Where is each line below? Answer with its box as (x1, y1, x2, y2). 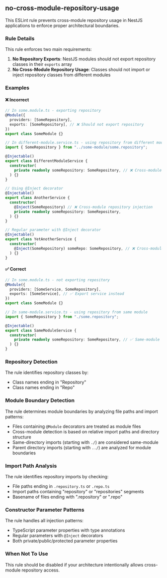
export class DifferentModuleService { (5, 159, 88, 164)
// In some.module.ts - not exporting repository (5, 277, 110, 282)
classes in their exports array (12, 61, 72, 67)
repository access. (21, 567, 60, 573)
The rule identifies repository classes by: (5, 370, 88, 376)
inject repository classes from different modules (12, 72, 111, 78)
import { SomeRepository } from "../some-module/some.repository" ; (5, 145, 148, 150)
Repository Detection (5, 358, 58, 365)
